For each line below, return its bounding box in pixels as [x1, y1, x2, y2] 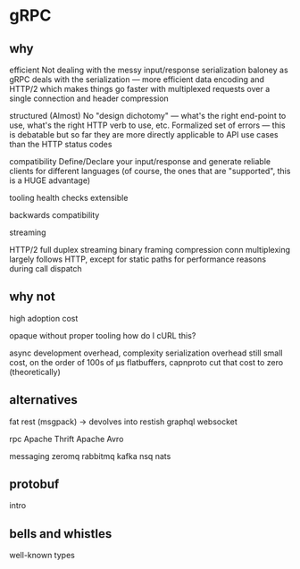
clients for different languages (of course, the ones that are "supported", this [9, 166, 291, 176]
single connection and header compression [9, 93, 170, 104]
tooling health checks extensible [9, 193, 129, 203]
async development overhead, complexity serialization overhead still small [9, 347, 283, 358]
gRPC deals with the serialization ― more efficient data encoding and [9, 74, 265, 85]
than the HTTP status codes [9, 139, 112, 149]
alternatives [9, 392, 79, 407]
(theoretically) [9, 366, 61, 377]
